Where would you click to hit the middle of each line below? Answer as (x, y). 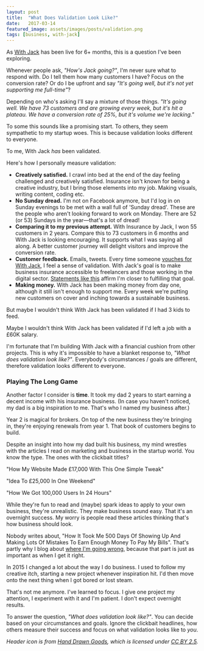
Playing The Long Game (42, 382)
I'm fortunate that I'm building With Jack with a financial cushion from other (101, 347)
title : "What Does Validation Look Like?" (62, 18)
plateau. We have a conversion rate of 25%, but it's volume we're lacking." (100, 115)
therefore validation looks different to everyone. (66, 366)
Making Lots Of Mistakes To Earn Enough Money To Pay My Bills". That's (98, 542)
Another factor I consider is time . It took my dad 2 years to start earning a (99, 395)
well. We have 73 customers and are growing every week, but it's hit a (94, 108)
